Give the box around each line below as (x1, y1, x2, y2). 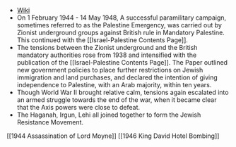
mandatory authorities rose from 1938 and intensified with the (16, 51, 197, 59)
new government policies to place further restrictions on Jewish (16, 66, 203, 74)
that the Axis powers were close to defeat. (16, 103, 141, 111)
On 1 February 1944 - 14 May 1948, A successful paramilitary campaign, (16, 13, 227, 22)
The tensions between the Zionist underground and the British (16, 44, 198, 51)
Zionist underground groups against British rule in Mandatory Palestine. (16, 28, 225, 37)
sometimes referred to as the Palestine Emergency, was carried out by (16, 21, 222, 29)
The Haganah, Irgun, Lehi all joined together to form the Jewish (16, 110, 201, 119)
